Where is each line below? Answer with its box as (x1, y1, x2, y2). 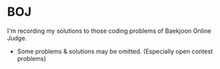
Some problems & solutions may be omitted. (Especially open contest (16, 47, 213, 55)
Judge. (7, 33, 27, 42)
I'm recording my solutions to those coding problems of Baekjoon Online (7, 27, 212, 35)
